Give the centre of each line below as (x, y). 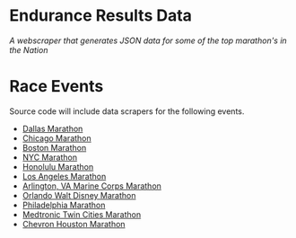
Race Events (57, 87)
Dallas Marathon (52, 128)
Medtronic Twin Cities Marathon (82, 214)
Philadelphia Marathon (64, 205)
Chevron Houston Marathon (74, 224)
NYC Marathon (50, 157)
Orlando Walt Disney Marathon (79, 195)
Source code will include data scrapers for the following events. (127, 111)
